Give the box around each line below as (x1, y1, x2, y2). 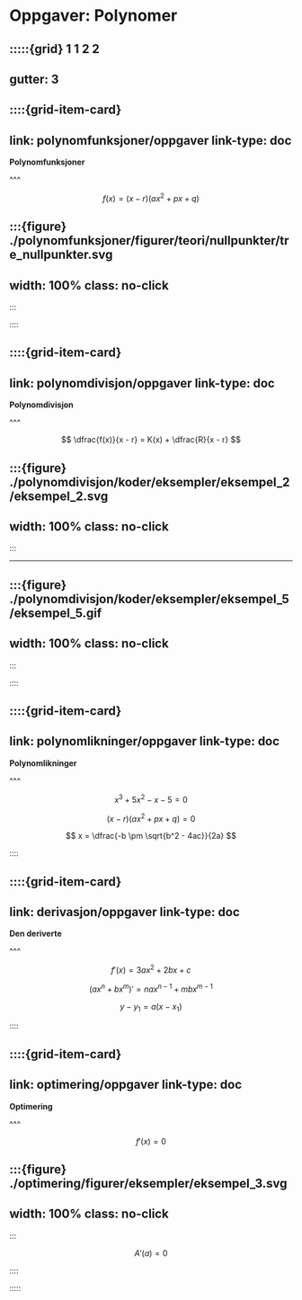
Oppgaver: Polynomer (9, 5, 178, 26)
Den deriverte (9, 928, 62, 939)
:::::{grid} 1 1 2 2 (9, 41, 101, 57)
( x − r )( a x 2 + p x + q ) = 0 (106, 811, 196, 824)
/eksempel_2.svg (9, 488, 109, 503)
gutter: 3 (9, 71, 59, 86)
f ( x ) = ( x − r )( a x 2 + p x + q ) (102, 191, 200, 203)
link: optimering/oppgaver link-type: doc (9, 1077, 243, 1092)
